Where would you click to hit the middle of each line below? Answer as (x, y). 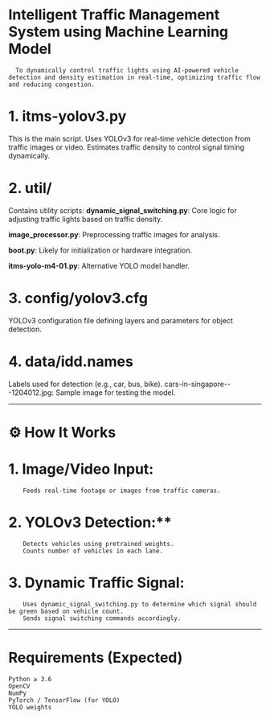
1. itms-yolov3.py (67, 116)
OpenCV (19, 686)
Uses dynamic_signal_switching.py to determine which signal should (140, 604)
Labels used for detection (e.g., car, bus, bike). (86, 384)
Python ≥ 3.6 (30, 679)
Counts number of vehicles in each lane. (93, 551)
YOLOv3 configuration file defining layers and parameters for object (121, 320)
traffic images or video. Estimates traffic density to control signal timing (127, 147)
